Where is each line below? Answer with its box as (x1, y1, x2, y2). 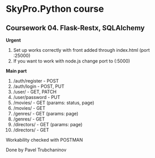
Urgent (6, 37, 21, 43)
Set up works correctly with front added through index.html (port (13, 47, 150, 53)
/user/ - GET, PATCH (13, 89, 57, 95)
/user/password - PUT (13, 94, 60, 100)
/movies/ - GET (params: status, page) (13, 100, 95, 106)
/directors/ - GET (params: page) (13, 122, 83, 127)
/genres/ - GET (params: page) (13, 111, 79, 116)
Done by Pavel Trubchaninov (6, 147, 67, 153)
